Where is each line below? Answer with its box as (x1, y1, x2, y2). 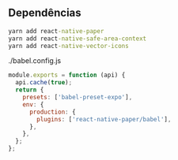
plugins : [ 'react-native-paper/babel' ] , (36, 115, 172, 123)
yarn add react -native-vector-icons (8, 42, 129, 50)
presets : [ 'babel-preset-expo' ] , (22, 94, 133, 102)
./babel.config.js (8, 56, 62, 65)
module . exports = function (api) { (8, 71, 126, 80)
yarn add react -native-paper (8, 27, 104, 35)
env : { (22, 100, 44, 109)
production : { (28, 108, 77, 116)
